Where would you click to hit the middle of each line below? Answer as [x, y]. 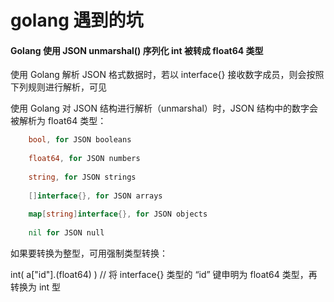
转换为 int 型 [36, 287]
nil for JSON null [66, 233]
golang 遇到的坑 [77, 20]
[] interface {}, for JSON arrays [95, 196]
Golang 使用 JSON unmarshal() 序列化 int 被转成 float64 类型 [137, 50]
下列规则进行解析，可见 [58, 87]
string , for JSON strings [82, 177]
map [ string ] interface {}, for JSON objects [118, 214]
